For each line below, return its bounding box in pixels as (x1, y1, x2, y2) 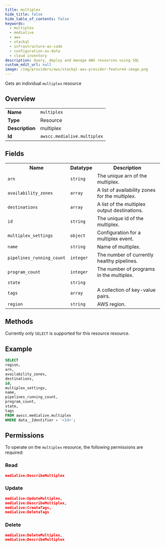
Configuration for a (97, 229, 141, 236)
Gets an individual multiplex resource (5, 80, 82, 86)
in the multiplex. (97, 272, 134, 278)
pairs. (97, 292, 110, 299)
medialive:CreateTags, (5, 505, 52, 510)
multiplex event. (97, 235, 134, 242)
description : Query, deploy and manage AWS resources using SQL (5, 58, 139, 63)
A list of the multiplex (97, 200, 146, 207)
